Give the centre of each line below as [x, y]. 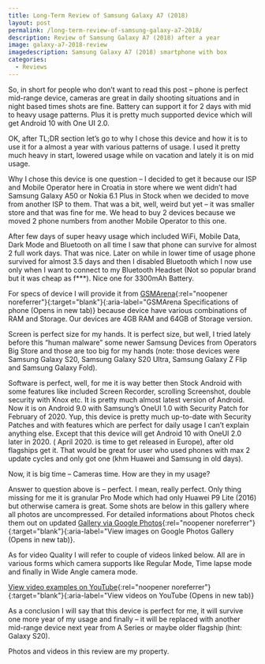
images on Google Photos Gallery [179, 531]
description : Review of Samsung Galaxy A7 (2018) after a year [114, 38]
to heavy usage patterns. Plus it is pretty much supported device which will [130, 115]
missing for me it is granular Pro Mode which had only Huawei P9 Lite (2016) [132, 497]
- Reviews [31, 67]
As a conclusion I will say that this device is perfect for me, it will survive [126, 610]
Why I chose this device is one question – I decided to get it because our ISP [132, 179]
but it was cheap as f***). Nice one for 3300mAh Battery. [101, 278]
